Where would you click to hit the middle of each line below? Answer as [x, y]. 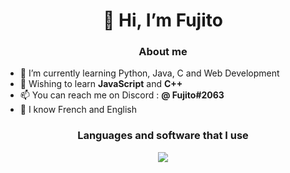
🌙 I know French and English [78, 110]
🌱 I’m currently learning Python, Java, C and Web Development [149, 73]
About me [163, 52]
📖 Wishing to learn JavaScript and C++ [101, 84]
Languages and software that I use [163, 136]
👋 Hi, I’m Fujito [163, 20]
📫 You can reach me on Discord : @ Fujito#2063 [122, 95]
